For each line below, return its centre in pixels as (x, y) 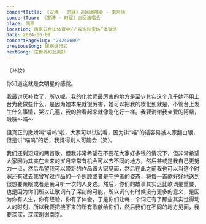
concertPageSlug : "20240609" (44, 41)
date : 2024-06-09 (29, 35)
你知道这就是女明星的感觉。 (41, 83)
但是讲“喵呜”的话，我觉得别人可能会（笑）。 (61, 140)
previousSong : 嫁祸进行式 (37, 47)
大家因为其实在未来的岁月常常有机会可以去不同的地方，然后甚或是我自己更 (100, 161)
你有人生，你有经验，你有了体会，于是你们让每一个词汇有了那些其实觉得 (103, 199)
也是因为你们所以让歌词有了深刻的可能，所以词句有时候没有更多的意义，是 (100, 191)
